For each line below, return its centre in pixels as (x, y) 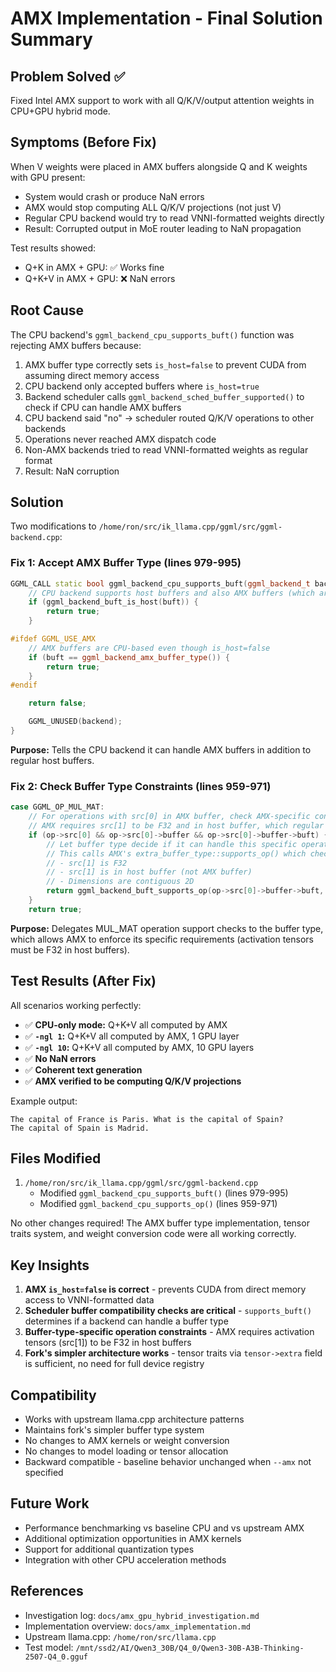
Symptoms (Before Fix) (83, 142)
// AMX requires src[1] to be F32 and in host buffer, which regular (176, 826)
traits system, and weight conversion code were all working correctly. (153, 1234)
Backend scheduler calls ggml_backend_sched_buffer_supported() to (164, 396)
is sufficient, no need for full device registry (114, 1364)
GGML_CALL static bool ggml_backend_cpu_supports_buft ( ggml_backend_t (160, 583)
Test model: (49, 1647)
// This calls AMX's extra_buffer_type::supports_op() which (176, 853)
